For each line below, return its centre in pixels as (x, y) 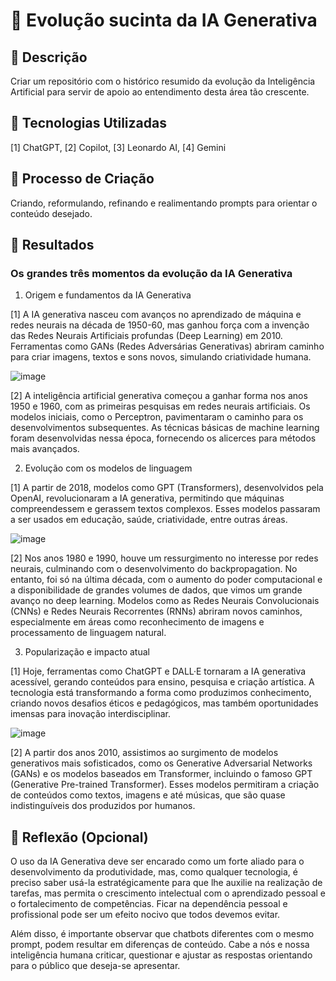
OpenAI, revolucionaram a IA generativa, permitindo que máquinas (147, 498)
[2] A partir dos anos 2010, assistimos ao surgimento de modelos (144, 753)
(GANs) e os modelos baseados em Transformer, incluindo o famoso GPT (161, 774)
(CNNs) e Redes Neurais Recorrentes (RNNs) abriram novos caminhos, (156, 611)
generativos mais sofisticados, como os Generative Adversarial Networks (161, 763)
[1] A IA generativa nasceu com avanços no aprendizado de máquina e (156, 315)
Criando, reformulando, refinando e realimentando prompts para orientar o (164, 203)
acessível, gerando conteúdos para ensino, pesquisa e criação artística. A (162, 682)
